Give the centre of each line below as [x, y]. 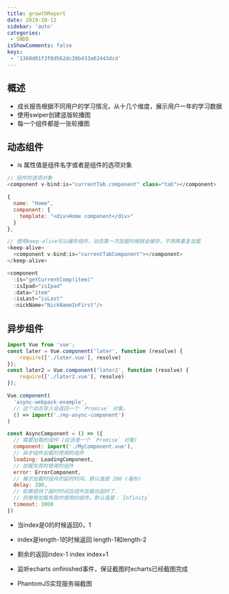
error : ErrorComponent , [47, 472]
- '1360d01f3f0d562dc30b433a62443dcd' [66, 59]
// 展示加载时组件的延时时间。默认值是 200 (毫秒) [77, 479]
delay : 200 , [31, 485]
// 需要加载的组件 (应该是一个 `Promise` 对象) [75, 440]
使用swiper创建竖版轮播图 [54, 115]
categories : [24, 33]
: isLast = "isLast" [38, 299]
